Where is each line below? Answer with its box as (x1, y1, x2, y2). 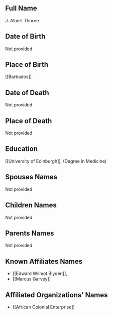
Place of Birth (5, 60, 49, 69)
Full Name (5, 4, 37, 13)
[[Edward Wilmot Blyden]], (12, 270, 68, 277)
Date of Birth (5, 32, 46, 41)
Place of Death (5, 116, 52, 125)
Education (5, 144, 38, 153)
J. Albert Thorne (5, 17, 39, 23)
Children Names (5, 201, 57, 210)
